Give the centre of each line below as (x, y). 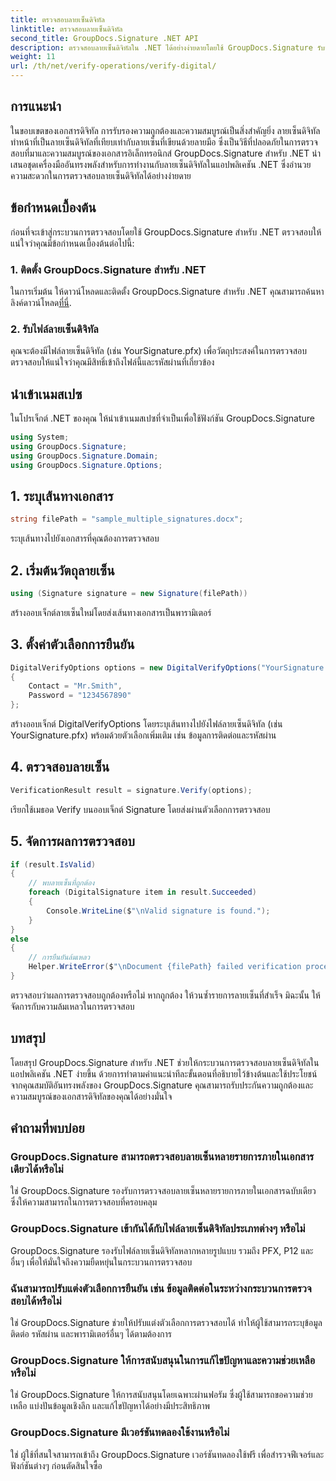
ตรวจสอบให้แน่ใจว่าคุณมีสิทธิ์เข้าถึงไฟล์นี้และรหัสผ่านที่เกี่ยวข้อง (112, 362)
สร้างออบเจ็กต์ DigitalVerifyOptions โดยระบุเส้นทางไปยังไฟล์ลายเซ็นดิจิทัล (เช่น (146, 724)
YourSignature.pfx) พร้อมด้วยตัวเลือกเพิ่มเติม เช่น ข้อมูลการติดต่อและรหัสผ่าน (143, 735)
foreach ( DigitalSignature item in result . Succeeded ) (142, 892)
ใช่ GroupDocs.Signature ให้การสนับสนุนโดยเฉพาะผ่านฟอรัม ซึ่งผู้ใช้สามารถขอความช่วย (161, 1395)
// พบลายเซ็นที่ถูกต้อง (61, 883)
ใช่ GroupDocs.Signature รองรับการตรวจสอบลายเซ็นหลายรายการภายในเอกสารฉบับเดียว (163, 1191)
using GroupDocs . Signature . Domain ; (84, 456)
